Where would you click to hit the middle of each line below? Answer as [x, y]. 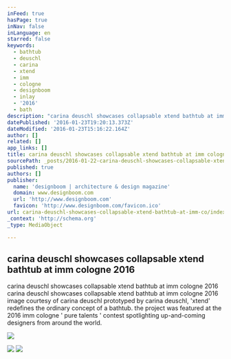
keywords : [21, 45]
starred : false [29, 39]
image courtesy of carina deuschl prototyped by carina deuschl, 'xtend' [109, 301]
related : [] [24, 142]
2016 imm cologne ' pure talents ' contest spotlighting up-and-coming [106, 316]
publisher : [23, 180]
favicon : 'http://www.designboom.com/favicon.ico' [87, 206]
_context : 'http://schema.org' [52, 218]
